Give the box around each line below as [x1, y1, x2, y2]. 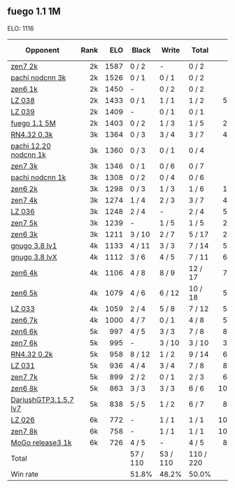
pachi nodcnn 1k [10, 172, 66, 182]
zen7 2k [10, 61, 38, 71]
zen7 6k [10, 337, 38, 347]
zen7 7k [10, 372, 38, 382]
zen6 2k [10, 183, 38, 193]
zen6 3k [10, 229, 38, 239]
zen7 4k [10, 195, 38, 205]
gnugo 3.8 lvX [10, 252, 57, 262]
